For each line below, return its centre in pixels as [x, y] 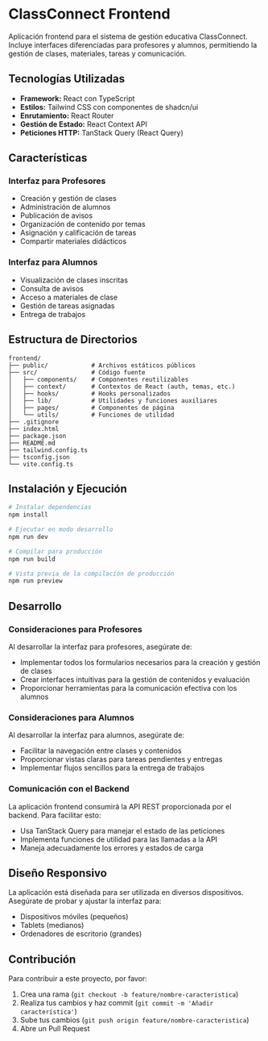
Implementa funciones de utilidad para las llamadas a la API [119, 839]
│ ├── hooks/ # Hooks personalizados [90, 393]
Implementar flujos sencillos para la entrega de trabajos [112, 768]
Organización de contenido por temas [83, 224]
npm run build [32, 559]
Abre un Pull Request [55, 1029]
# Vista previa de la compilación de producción [91, 574]
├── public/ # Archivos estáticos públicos [102, 365]
